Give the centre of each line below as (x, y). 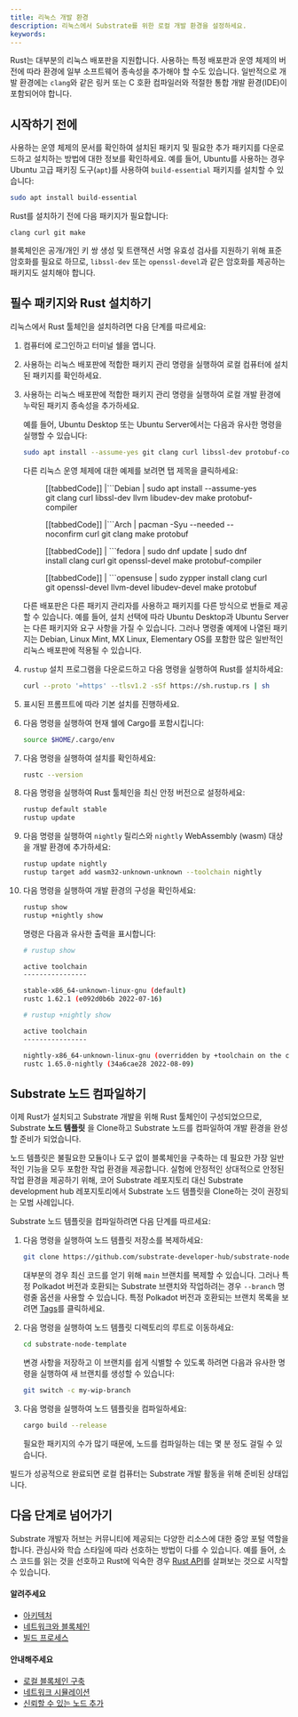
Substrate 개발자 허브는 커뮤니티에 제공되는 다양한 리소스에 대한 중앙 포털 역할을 (149, 1538)
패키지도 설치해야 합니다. (53, 273)
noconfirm (64, 534)
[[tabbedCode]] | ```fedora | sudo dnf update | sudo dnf (146, 551)
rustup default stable (65, 810)
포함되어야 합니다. (41, 93)
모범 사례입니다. (47, 1203)
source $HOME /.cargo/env (69, 739)
